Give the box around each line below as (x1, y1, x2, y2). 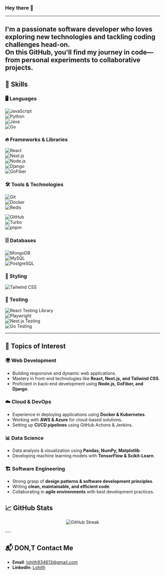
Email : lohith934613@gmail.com (12, 559, 78, 565)
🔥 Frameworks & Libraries (5, 136, 68, 143)
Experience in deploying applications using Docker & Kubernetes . (12, 411, 146, 417)
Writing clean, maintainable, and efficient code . (12, 483, 110, 489)
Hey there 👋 (5, 4, 33, 11)
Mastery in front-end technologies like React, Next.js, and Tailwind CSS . (12, 375, 160, 381)
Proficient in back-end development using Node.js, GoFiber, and (12, 381, 143, 386)
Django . (12, 386, 29, 392)
